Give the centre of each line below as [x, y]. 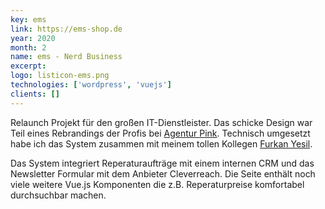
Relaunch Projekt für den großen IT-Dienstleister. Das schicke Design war [161, 122]
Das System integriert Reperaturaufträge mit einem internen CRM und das [162, 163]
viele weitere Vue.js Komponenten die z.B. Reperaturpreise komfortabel [157, 184]
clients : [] [35, 94]
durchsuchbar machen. [58, 195]
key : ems [28, 19]
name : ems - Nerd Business [66, 57]
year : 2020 [33, 38]
